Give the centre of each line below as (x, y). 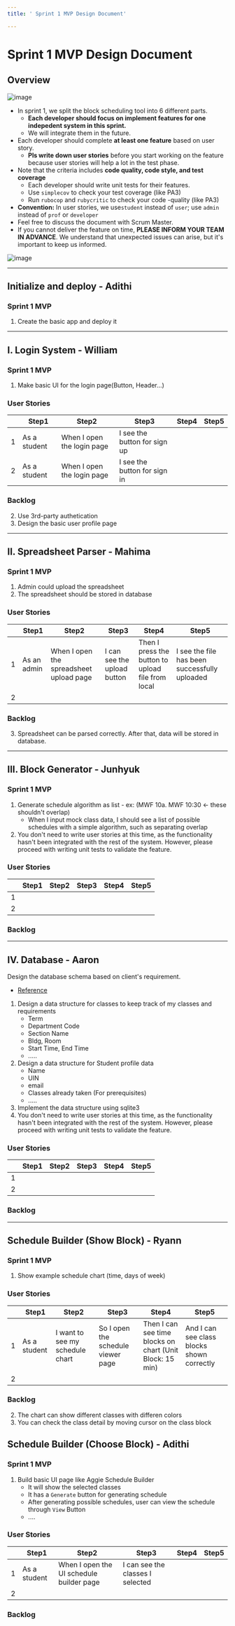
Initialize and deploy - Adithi (70, 286)
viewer (110, 1354)
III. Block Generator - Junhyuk (74, 770)
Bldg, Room (44, 1041)
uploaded (192, 677)
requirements (36, 1011)
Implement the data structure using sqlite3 (78, 1107)
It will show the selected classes (74, 1487)
